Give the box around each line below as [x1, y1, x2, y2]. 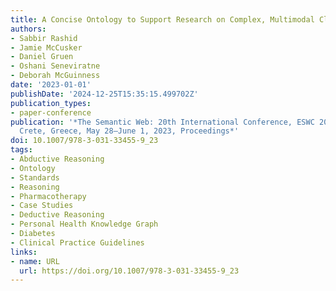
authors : [10, 24, 47, 34]
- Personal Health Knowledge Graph [10, 219, 159, 230]
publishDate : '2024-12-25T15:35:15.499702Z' [10, 89, 199, 99]
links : [10, 247, 38, 257]
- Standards [10, 172, 60, 183]
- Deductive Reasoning [10, 210, 105, 220]
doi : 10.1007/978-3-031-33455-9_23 [10, 136, 159, 146]
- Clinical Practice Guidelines [10, 237, 145, 248]
